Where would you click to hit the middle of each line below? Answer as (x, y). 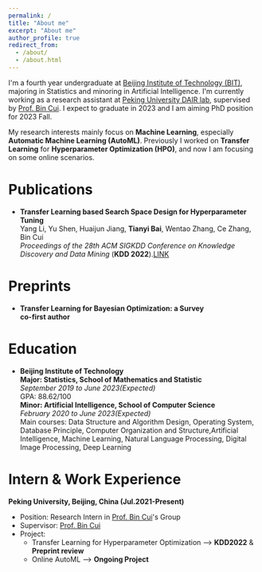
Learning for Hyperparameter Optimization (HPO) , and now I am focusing (131, 149)
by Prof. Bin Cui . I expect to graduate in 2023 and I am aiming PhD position (131, 108)
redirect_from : (33, 45)
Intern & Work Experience (95, 479)
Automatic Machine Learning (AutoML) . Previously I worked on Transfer (129, 140)
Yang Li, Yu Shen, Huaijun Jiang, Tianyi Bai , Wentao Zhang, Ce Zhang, (135, 229)
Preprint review (58, 550)
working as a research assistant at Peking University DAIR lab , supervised (129, 100)
